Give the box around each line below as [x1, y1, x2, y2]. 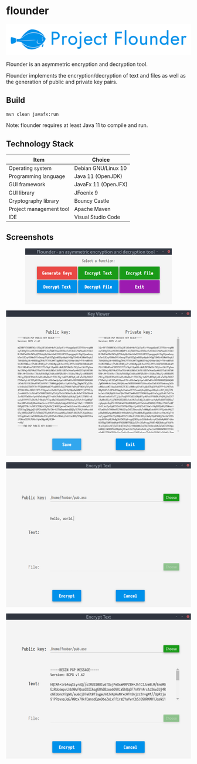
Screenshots [6, 232, 54, 242]
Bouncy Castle [74, 197, 110, 204]
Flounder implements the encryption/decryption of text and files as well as [6, 72, 186, 79]
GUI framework [8, 181, 46, 188]
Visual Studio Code [74, 213, 120, 221]
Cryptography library [8, 197, 59, 204]
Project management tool [8, 206, 69, 213]
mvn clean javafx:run [6, 112, 59, 118]
